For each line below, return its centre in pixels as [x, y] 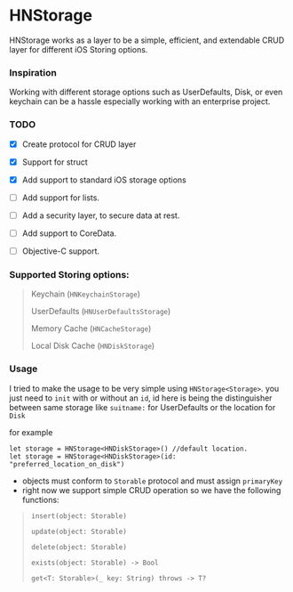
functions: [40, 499]
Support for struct [55, 162]
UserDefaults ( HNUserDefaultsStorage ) [101, 312]
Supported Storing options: [70, 274]
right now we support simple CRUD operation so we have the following [151, 490]
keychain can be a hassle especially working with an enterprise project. [140, 101]
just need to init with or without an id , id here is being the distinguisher [141, 398]
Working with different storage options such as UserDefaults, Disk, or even [146, 92]
